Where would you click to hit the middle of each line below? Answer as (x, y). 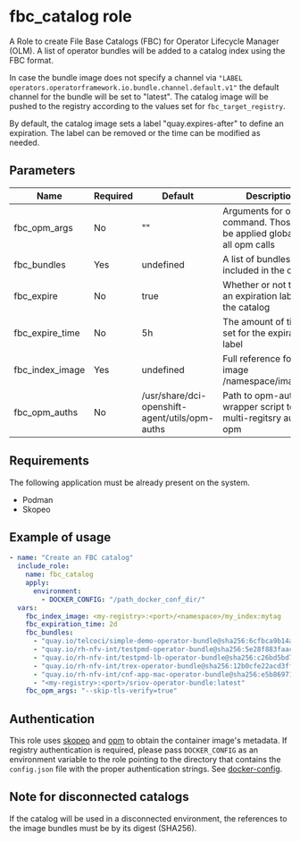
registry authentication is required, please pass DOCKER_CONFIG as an (134, 750)
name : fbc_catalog (59, 574)
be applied (245, 233)
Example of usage (60, 537)
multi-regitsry (252, 418)
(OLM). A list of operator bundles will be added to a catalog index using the (147, 50)
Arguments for (253, 210)
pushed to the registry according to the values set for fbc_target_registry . (147, 106)
